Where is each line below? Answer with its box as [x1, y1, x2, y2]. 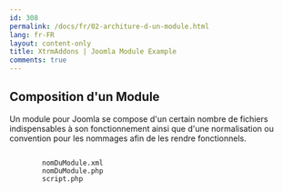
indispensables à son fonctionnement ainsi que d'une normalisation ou [9, 123, 275, 134]
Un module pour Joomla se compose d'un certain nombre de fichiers [9, 113, 268, 124]
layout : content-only [9, 38, 92, 48]
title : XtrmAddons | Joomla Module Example [9, 47, 177, 56]
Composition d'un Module [9, 89, 160, 105]
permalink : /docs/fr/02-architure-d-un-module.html [9, 22, 209, 31]
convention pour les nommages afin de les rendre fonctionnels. [9, 133, 248, 144]
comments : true [9, 56, 67, 65]
